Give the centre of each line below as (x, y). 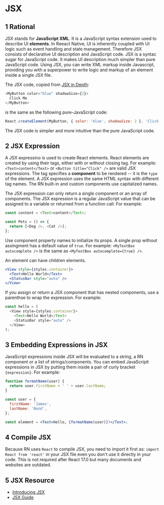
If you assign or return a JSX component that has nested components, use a (82, 293)
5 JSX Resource (30, 480)
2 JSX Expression (33, 146)
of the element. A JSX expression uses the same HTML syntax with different (82, 179)
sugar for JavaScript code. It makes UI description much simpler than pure (80, 59)
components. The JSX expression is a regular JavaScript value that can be (80, 199)
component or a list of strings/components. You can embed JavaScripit (77, 362)
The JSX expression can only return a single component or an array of (76, 193)
